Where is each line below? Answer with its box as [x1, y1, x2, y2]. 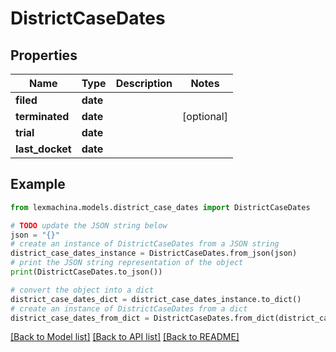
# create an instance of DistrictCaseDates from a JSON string [10, 239, 280, 249]
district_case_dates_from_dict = [10, 313, 150, 323]
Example [10, 176, 66, 193]
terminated [15, 110, 70, 123]
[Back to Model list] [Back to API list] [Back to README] [10, 331, 240, 343]
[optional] [182, 110, 228, 123]
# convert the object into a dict [10, 285, 155, 295]
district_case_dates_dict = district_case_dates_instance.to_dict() [10, 294, 302, 304]
